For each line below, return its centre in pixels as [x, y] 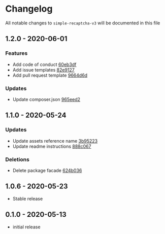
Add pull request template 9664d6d [50, 75]
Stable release [28, 198]
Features [16, 53]
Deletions [17, 159]
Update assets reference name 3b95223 [55, 141]
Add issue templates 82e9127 [43, 70]
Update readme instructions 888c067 [52, 146]
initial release [26, 227]
